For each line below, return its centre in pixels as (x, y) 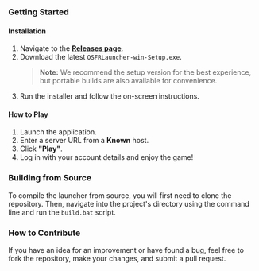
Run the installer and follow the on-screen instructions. (110, 96)
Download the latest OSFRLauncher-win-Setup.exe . (101, 57)
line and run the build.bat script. (62, 212)
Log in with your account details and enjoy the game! (106, 157)
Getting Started (39, 12)
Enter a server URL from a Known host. (84, 141)
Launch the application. (58, 132)
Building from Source (50, 178)
